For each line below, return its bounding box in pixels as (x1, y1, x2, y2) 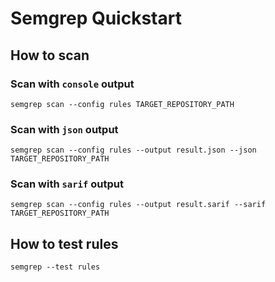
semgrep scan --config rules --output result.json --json (10, 145, 257, 156)
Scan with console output (10, 77, 135, 91)
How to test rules (10, 235, 119, 252)
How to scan (10, 47, 90, 64)
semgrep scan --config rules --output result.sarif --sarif (10, 200, 267, 210)
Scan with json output (10, 122, 119, 136)
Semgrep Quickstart (10, 7, 182, 30)
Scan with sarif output (10, 177, 124, 191)
